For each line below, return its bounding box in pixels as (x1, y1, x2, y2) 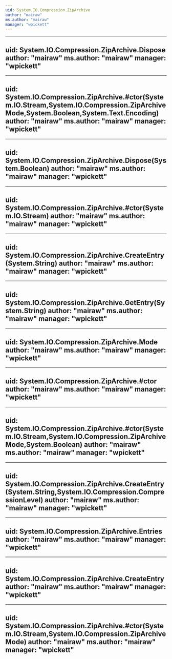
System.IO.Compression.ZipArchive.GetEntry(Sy (5, 298, 165, 307)
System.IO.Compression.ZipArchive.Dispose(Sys (5, 156, 166, 165)
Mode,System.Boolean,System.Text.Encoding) (5, 109, 159, 118)
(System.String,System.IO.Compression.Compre (5, 487, 165, 496)
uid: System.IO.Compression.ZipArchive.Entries (5, 527, 162, 536)
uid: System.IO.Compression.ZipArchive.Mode (5, 338, 158, 346)
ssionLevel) (5, 496, 44, 504)
